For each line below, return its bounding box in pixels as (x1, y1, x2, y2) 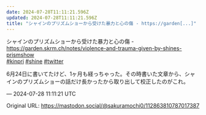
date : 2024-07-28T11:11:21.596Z (6, 9, 89, 15)
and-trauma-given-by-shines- (106, 45, 182, 52)
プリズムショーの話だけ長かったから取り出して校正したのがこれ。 (22, 78, 189, 86)
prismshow (6, 51, 35, 59)
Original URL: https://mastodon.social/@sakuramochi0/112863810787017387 (6, 102, 200, 109)
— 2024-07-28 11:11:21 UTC (6, 90, 76, 98)
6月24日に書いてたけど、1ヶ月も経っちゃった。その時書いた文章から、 (6, 70, 185, 78)
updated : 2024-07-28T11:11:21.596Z (6, 15, 97, 21)
